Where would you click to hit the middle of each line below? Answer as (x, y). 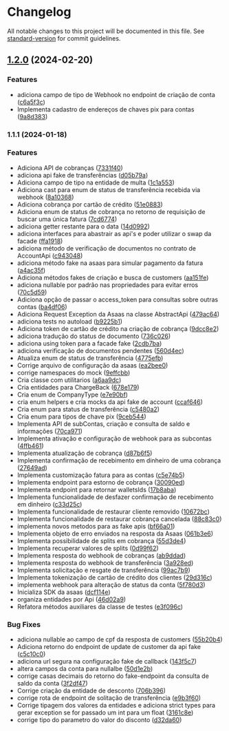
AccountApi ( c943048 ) (50, 255)
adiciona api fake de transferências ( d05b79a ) (83, 175)
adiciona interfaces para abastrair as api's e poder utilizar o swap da (114, 233)
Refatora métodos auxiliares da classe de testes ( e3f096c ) (100, 606)
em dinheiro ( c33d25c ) (50, 504)
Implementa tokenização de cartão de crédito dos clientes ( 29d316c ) (115, 577)
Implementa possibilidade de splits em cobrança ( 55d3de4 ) (101, 540)
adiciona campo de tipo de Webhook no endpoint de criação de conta (116, 94)
